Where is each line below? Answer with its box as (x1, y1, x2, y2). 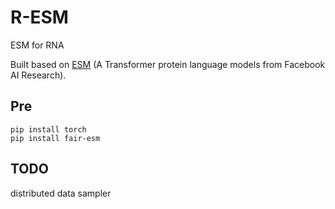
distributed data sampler (10, 187, 112, 199)
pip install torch (10, 124, 87, 135)
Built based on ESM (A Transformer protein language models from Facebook (10, 58, 326, 70)
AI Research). (10, 69, 67, 81)
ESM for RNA (10, 39, 65, 51)
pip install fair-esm (10, 133, 101, 143)
